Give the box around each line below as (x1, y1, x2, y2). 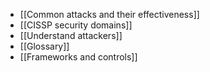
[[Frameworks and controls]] (19, 51, 138, 63)
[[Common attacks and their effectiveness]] (19, 9, 200, 20)
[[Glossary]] (19, 40, 70, 52)
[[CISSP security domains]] (19, 19, 133, 31)
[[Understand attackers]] (19, 30, 123, 41)
